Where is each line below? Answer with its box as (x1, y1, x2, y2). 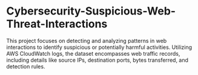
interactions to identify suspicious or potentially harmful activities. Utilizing (6, 44, 193, 51)
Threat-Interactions (6, 17, 108, 31)
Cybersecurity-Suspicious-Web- (6, 4, 176, 18)
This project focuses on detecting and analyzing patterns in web (6, 37, 167, 44)
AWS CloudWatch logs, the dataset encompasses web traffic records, (6, 50, 180, 57)
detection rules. (6, 62, 45, 70)
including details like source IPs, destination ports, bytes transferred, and (6, 56, 189, 64)
